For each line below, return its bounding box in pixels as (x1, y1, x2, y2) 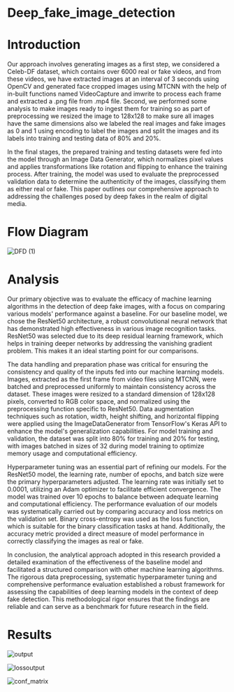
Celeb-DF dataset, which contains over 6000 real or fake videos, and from (7, 68, 221, 76)
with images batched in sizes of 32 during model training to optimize (7, 442, 205, 450)
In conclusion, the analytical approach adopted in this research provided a (7, 550, 221, 559)
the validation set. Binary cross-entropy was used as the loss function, (7, 515, 210, 523)
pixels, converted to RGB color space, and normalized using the (7, 397, 191, 406)
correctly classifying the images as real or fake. (7, 537, 144, 545)
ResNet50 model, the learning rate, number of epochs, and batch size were (7, 470, 224, 478)
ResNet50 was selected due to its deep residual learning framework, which (7, 332, 224, 340)
